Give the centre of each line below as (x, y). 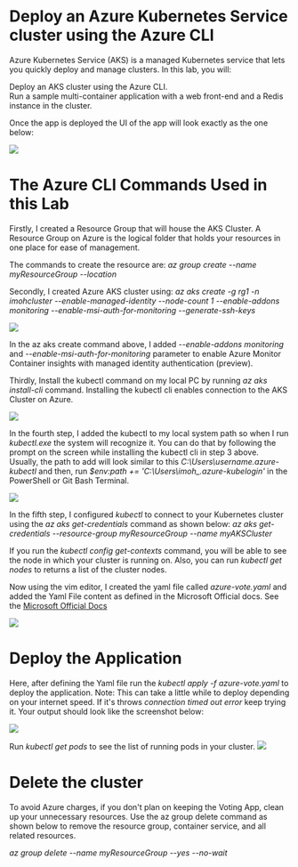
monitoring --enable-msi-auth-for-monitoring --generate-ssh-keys (133, 310)
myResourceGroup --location (63, 274)
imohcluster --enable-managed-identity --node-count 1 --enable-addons (145, 301)
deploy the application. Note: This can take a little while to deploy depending (149, 693)
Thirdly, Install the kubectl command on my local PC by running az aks (138, 380)
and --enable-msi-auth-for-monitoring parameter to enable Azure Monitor (145, 353)
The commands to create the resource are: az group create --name (133, 264)
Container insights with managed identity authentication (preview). (131, 363)
